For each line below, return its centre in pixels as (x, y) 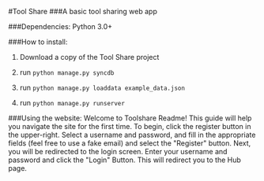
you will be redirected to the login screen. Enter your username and (118, 151)
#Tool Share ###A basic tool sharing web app (83, 11)
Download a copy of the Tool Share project (89, 57)
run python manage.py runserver (72, 103)
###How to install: (38, 42)
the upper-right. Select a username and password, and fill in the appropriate (132, 135)
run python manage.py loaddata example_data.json (102, 87)
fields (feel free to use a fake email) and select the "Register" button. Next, (130, 143)
